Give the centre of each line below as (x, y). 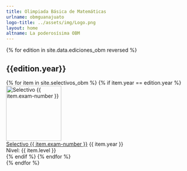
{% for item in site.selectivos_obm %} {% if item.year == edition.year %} (94, 82)
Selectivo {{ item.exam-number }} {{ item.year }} (65, 144)
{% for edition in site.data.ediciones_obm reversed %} (71, 50)
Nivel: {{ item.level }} (31, 150)
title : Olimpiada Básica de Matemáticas (56, 11)
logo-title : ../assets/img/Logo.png (51, 22)
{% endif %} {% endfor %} (39, 156)
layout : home (22, 28)
